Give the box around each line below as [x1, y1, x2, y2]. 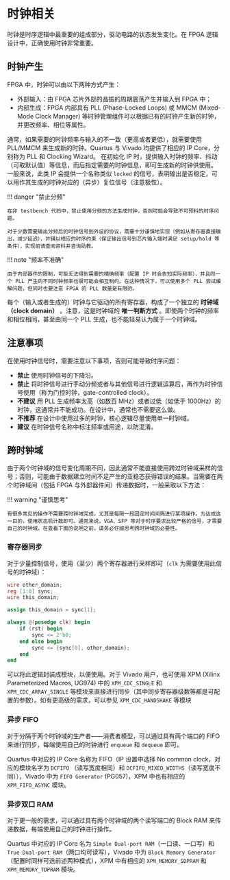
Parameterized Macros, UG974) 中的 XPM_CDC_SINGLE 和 [7, 679, 162, 687]
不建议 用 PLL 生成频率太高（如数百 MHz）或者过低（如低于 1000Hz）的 [16, 397, 221, 405]
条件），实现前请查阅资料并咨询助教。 [7, 243, 97, 249]
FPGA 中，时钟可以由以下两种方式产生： [7, 80, 121, 88]
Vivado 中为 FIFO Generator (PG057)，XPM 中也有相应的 [25, 772, 186, 780]
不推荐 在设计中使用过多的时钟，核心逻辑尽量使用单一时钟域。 [16, 414, 193, 422]
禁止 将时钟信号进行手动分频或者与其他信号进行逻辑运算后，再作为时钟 [16, 380, 217, 388]
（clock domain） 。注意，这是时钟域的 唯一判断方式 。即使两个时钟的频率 [7, 306, 219, 315]
